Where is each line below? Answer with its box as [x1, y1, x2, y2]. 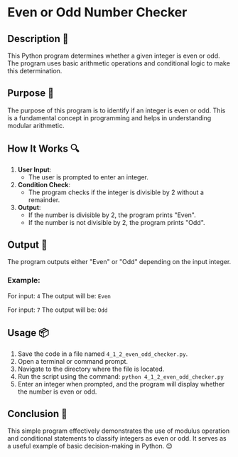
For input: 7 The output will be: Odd [7, 305, 108, 314]
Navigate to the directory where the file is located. [17, 364, 165, 373]
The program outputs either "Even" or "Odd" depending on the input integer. [7, 258, 232, 266]
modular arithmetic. [7, 121, 65, 130]
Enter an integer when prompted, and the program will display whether [17, 379, 225, 388]
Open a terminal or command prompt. [17, 357, 129, 365]
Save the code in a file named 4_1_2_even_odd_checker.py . [17, 350, 188, 358]
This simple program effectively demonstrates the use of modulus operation [7, 426, 230, 435]
